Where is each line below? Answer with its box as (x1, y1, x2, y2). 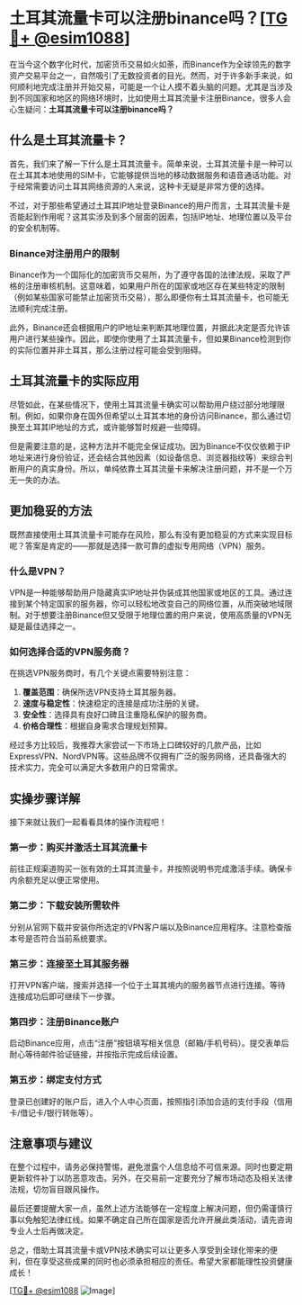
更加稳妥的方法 (9, 503, 93, 518)
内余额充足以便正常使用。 (9, 875, 104, 886)
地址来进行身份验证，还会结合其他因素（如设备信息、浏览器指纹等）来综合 (9, 452, 285, 463)
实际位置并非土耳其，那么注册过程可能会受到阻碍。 (16, 345, 207, 355)
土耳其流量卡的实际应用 (9, 373, 139, 389)
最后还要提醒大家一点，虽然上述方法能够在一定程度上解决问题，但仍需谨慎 (9, 1203, 285, 1214)
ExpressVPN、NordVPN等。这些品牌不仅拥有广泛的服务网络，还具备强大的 (9, 751, 287, 761)
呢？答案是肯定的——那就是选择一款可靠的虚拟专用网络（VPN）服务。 (9, 540, 271, 551)
